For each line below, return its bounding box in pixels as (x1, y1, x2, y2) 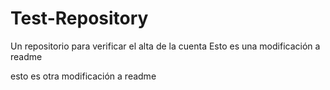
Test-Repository (10, 7, 149, 30)
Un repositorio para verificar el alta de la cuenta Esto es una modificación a (10, 40, 321, 52)
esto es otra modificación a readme (10, 70, 157, 82)
